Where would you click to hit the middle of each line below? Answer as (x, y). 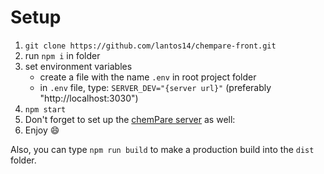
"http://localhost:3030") (89, 98)
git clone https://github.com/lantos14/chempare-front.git (150, 46)
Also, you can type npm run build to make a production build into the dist (162, 149)
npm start (45, 109)
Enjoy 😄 (42, 130)
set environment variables (78, 66)
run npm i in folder (62, 55)
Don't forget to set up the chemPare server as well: (130, 119)
